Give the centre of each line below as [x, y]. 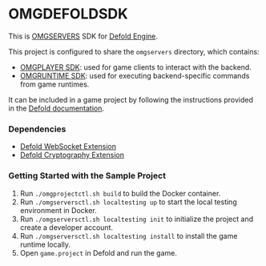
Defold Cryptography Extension [72, 155]
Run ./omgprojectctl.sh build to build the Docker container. [120, 193]
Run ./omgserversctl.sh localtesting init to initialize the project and [137, 219]
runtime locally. [45, 244]
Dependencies [37, 129]
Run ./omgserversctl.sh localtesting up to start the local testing [129, 202]
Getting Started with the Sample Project [87, 175]
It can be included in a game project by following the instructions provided [131, 99]
